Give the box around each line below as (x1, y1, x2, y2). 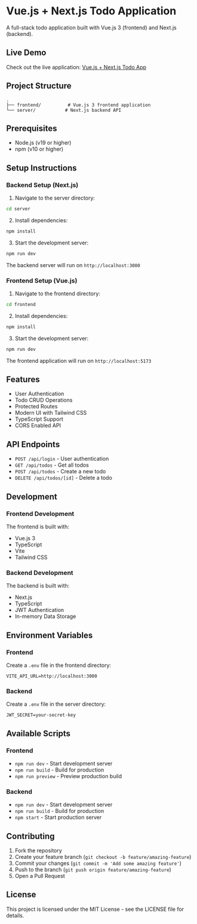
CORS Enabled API (14, 422, 61, 429)
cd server (6, 206, 31, 212)
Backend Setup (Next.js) (6, 180, 79, 189)
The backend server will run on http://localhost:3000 (6, 261, 140, 268)
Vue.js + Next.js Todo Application (6, 4, 177, 18)
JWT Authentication (14, 607, 64, 614)
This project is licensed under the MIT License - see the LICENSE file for (6, 905, 184, 913)
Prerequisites (6, 123, 57, 133)
